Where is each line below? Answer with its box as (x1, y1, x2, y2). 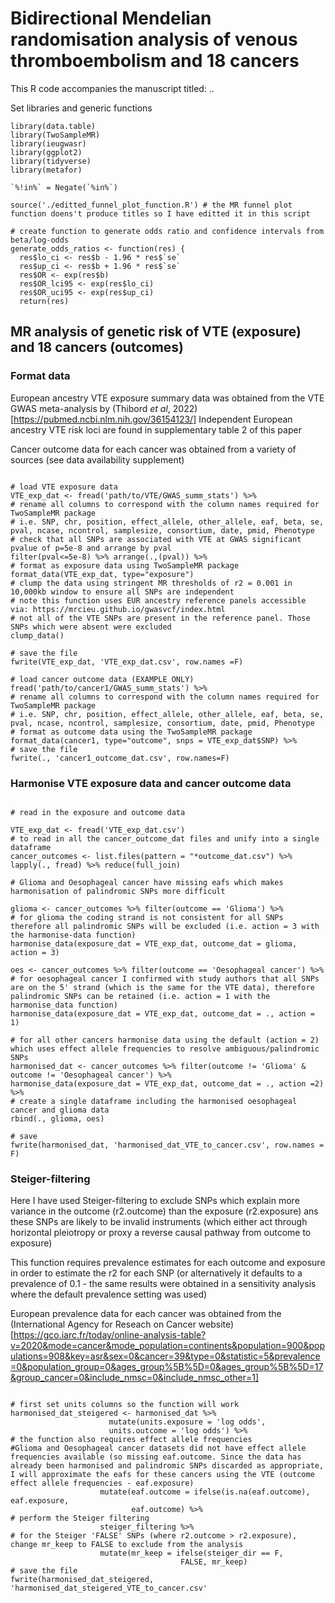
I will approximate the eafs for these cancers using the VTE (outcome (10, 1470, 315, 1480)
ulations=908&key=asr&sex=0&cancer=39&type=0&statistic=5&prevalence (10, 1350, 321, 1362)
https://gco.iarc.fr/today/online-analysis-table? (13, 1329, 207, 1341)
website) (198, 1318, 235, 1331)
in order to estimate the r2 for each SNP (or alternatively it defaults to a (10, 1267, 303, 1279)
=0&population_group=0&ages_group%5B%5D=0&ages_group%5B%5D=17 (10, 1361, 324, 1373)
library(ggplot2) (10, 147, 83, 157)
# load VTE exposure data (10, 482, 118, 492)
